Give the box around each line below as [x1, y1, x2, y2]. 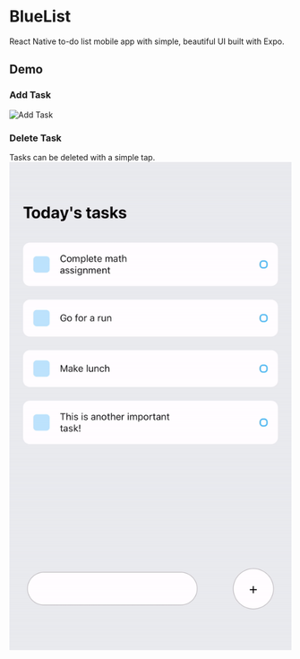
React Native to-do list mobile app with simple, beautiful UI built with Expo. [9, 36, 285, 47]
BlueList [9, 6, 72, 27]
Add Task [9, 89, 52, 101]
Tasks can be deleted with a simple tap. [9, 152, 156, 162]
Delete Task [9, 132, 63, 144]
